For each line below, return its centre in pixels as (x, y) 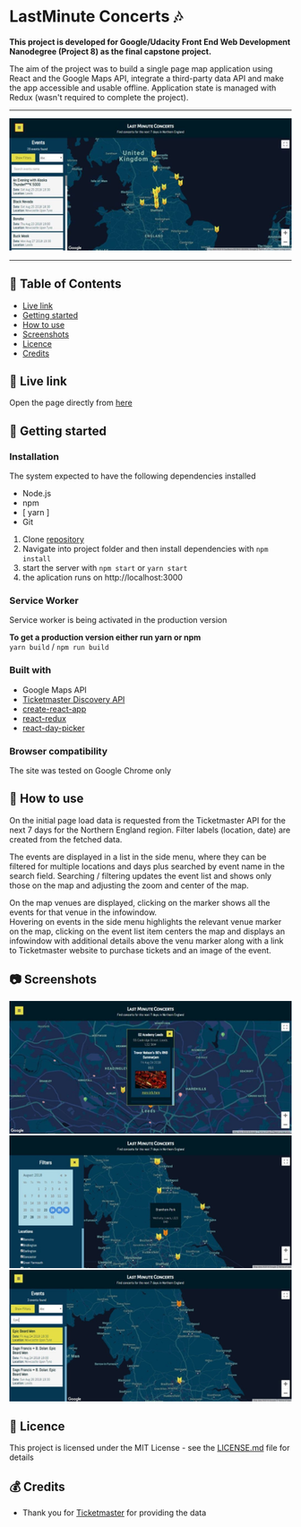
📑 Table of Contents (65, 284)
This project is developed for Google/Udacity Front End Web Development (150, 41)
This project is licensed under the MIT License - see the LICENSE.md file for (150, 1448)
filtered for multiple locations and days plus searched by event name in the (147, 866)
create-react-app (54, 709)
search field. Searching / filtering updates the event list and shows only (140, 876)
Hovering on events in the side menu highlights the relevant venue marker (146, 921)
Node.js (37, 493)
